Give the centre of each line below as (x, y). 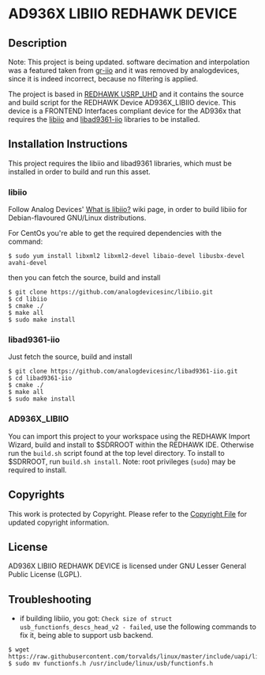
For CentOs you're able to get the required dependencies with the (115, 233)
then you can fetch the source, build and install (84, 278)
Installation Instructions (68, 144)
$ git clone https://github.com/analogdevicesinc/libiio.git (111, 292)
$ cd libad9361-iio (40, 378)
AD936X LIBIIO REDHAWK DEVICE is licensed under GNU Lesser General (127, 566)
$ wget (19, 650)
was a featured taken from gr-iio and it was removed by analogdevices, (124, 70)
